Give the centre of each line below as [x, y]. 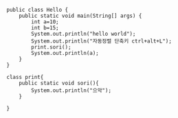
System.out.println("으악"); [71, 91]
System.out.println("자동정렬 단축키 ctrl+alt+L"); [102, 41]
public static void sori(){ [59, 83]
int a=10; [45, 22]
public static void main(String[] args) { [80, 16]
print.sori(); [51, 47]
